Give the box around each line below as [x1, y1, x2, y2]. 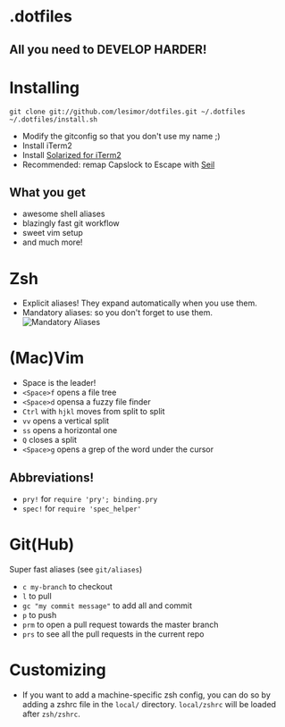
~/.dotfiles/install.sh [9, 114, 98, 124]
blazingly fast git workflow [21, 218, 121, 229]
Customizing [9, 660, 106, 681]
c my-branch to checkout [21, 581, 113, 591]
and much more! [21, 237, 83, 247]
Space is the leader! [21, 378, 96, 389]
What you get [9, 185, 87, 200]
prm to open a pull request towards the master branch [21, 619, 219, 630]
